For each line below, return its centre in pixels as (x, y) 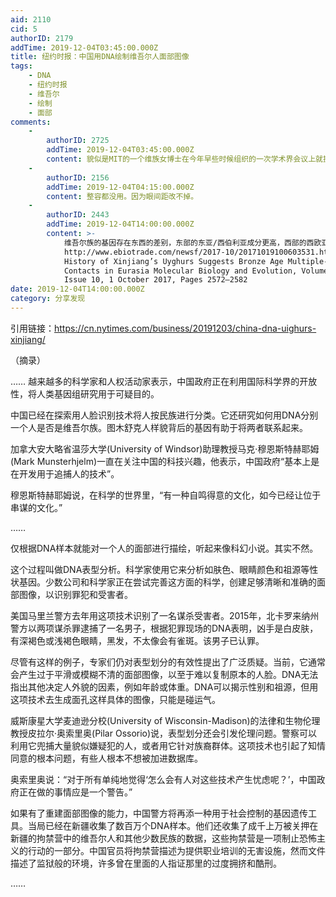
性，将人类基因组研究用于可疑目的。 (85, 393)
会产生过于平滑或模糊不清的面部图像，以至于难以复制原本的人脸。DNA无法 (164, 674)
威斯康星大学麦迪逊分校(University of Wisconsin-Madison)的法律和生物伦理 (165, 720)
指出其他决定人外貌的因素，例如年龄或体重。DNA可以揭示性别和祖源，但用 (164, 687)
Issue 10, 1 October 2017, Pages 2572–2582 (155, 280)
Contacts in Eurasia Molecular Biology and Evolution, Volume (196, 271)
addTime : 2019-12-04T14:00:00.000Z (120, 224)
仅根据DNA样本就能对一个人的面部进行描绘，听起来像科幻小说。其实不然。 (164, 548)
